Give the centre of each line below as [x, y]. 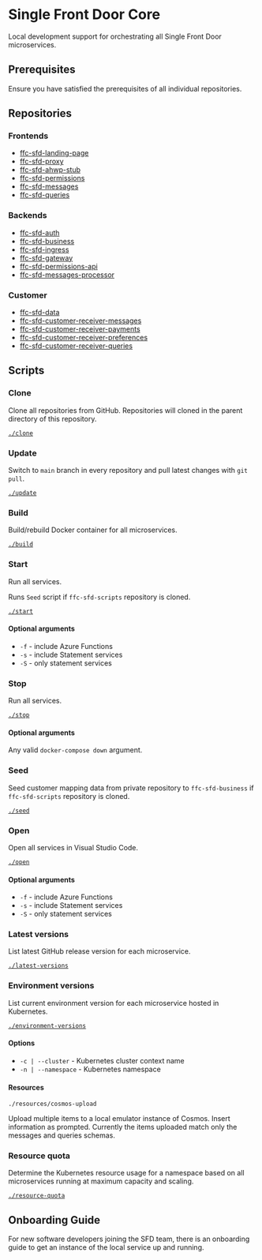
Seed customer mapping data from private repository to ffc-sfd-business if [131, 788]
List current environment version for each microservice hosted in [114, 1003]
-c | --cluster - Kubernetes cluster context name [102, 1060]
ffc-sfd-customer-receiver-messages [80, 321]
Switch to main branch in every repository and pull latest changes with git [128, 471]
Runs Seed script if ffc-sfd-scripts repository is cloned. [99, 597]
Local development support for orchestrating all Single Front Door [115, 36]
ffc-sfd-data [39, 313]
